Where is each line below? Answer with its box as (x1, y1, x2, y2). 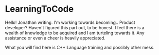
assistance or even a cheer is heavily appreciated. (5, 35, 106, 41)
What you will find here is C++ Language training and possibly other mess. (5, 44, 155, 50)
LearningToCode (5, 3, 74, 15)
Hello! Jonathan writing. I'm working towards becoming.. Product (5, 19, 135, 25)
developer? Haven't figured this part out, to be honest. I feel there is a (5, 24, 144, 30)
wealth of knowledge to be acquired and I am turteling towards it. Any (5, 30, 145, 36)
